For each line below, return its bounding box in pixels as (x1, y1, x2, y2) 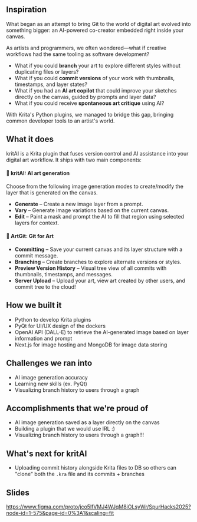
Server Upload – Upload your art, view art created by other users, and (14, 277, 186, 285)
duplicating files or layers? (14, 68, 79, 75)
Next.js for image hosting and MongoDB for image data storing (14, 341, 168, 348)
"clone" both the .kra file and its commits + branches (14, 471, 145, 478)
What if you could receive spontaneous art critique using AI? (14, 100, 165, 107)
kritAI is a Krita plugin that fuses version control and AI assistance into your (6, 150, 189, 157)
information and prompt (14, 335, 73, 342)
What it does (6, 134, 54, 144)
